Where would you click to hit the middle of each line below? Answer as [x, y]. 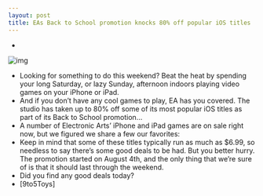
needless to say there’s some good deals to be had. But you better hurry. [137, 151]
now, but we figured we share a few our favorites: [100, 133]
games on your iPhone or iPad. [69, 92]
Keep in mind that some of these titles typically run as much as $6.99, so [137, 142]
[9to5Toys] [37, 183]
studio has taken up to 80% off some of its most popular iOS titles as [131, 109]
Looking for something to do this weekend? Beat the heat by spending [133, 75]
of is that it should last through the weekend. [91, 167]
